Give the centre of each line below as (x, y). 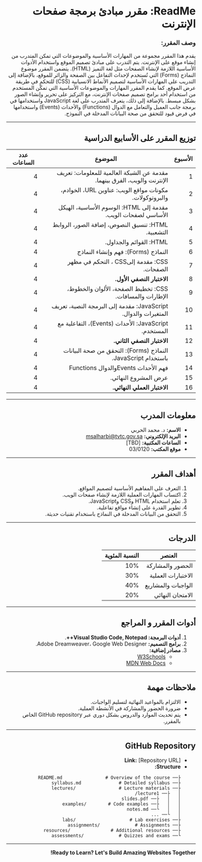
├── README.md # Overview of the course (109, 778)
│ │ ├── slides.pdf (151, 799)
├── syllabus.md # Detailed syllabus (116, 783)
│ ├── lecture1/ (158, 794)
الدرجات (182, 539)
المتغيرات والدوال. (145, 313)
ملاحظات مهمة (171, 687)
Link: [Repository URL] (152, 760)
